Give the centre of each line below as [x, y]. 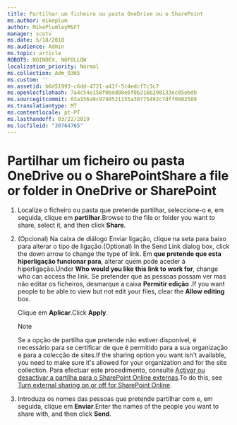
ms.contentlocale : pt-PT [44, 112]
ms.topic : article [34, 54]
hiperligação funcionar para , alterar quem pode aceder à [101, 262]
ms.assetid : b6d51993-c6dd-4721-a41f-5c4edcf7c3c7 [83, 86]
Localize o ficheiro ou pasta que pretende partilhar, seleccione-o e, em [121, 210]
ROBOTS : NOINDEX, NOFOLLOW [47, 60]
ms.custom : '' [28, 80]
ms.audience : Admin [36, 47]
